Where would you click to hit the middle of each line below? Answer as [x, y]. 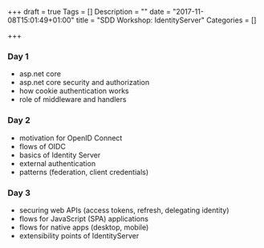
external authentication [57, 163]
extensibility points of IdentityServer [79, 235]
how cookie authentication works [74, 91]
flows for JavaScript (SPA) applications [84, 218]
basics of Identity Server [60, 155]
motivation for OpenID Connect [71, 138]
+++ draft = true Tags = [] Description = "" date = [89, 12]
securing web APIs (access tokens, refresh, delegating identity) [124, 210]
